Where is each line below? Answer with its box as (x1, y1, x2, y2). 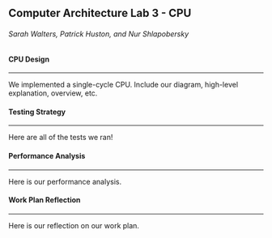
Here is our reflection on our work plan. (8, 220, 140, 230)
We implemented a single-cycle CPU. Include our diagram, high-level (8, 80, 239, 90)
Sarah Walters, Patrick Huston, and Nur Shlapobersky (8, 28, 189, 39)
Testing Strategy (8, 107, 66, 117)
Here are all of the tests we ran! (8, 133, 113, 142)
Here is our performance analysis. (8, 176, 122, 186)
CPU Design (8, 54, 50, 64)
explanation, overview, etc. (8, 88, 98, 98)
